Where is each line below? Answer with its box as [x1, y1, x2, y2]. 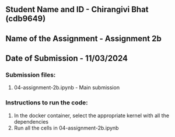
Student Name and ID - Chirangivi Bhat [5, 5, 149, 15]
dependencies [13, 118, 49, 125]
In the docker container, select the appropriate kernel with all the [13, 112, 170, 119]
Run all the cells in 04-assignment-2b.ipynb [13, 124, 119, 131]
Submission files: [5, 71, 56, 79]
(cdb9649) [5, 14, 46, 24]
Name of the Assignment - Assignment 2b [5, 33, 162, 43]
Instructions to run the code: [5, 99, 88, 107]
